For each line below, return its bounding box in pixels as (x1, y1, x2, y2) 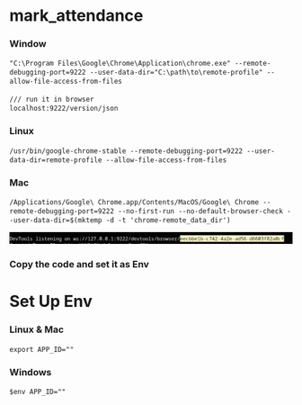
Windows (9, 365, 52, 378)
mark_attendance (9, 5, 144, 26)
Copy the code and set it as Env (9, 258, 150, 271)
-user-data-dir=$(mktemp (9, 216, 102, 225)
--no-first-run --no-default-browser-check (118, 207, 283, 216)
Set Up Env (9, 292, 93, 311)
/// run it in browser (9, 95, 94, 104)
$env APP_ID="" (9, 387, 67, 396)
